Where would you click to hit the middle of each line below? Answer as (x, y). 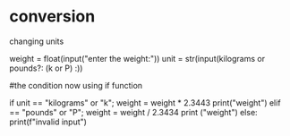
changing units (37, 41)
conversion (52, 17)
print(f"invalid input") (48, 122)
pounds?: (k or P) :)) (46, 68)
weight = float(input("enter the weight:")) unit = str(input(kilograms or (137, 58)
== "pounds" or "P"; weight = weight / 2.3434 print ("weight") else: (133, 112)
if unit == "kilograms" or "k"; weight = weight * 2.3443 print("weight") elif (145, 102)
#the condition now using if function (76, 85)
